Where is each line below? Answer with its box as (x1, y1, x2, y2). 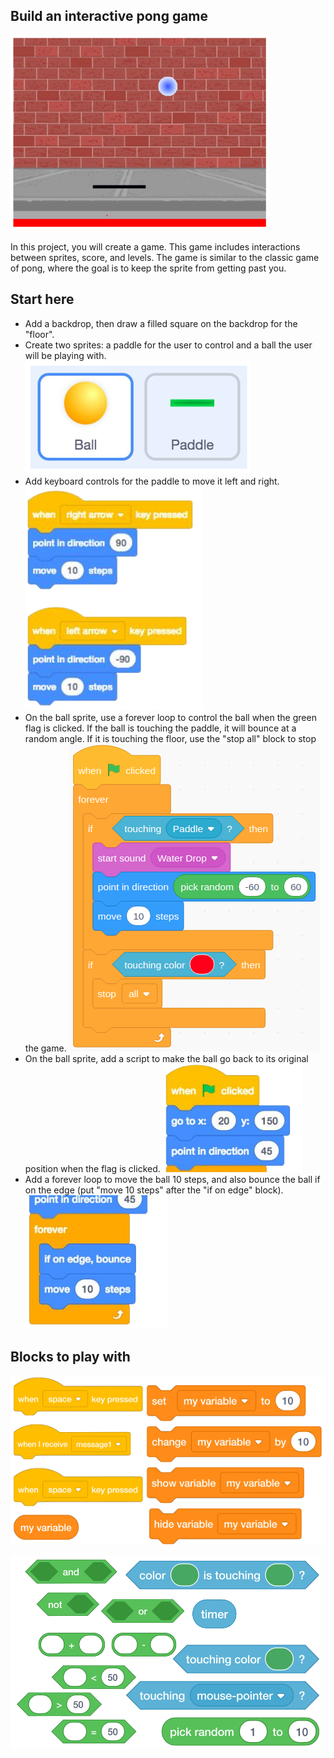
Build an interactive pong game (10, 8, 209, 25)
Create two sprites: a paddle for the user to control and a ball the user (24, 339, 313, 351)
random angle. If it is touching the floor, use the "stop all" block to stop (24, 732, 317, 744)
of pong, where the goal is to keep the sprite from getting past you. (10, 262, 287, 274)
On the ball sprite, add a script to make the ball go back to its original (24, 1052, 309, 1064)
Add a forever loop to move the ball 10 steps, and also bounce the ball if (24, 1173, 321, 1185)
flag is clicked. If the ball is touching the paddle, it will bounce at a (24, 722, 297, 734)
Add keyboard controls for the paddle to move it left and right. (24, 475, 280, 487)
